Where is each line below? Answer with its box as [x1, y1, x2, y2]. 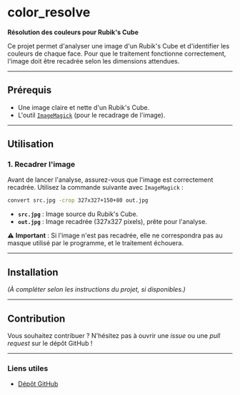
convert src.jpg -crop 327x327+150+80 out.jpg [7, 197, 149, 204]
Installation [7, 266, 59, 278]
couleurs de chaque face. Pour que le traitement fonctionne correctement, [7, 49, 226, 58]
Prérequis [7, 84, 52, 96]
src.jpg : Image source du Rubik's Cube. [17, 210, 139, 218]
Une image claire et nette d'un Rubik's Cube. [17, 103, 150, 111]
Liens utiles [7, 363, 49, 373]
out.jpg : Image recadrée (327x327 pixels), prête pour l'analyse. [17, 217, 207, 226]
